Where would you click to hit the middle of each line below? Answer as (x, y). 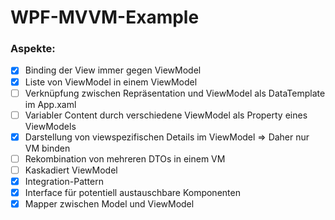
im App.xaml (50, 104)
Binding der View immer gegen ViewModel (113, 70)
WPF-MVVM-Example (105, 17)
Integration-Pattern (64, 181)
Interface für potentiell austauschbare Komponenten (132, 192)
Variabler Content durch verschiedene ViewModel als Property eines (166, 115)
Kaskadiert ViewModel (71, 170)
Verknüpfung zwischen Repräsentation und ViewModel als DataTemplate (175, 93)
